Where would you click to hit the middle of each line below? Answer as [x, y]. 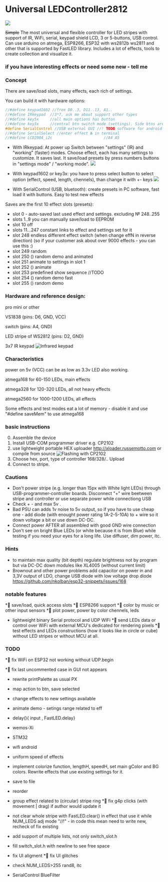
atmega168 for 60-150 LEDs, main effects [48, 379]
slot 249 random [29, 251]
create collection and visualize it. [39, 54]
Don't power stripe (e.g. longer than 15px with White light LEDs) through [86, 488]
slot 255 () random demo [38, 283]
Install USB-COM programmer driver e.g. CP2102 [63, 443]
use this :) [23, 246]
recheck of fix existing [35, 826]
